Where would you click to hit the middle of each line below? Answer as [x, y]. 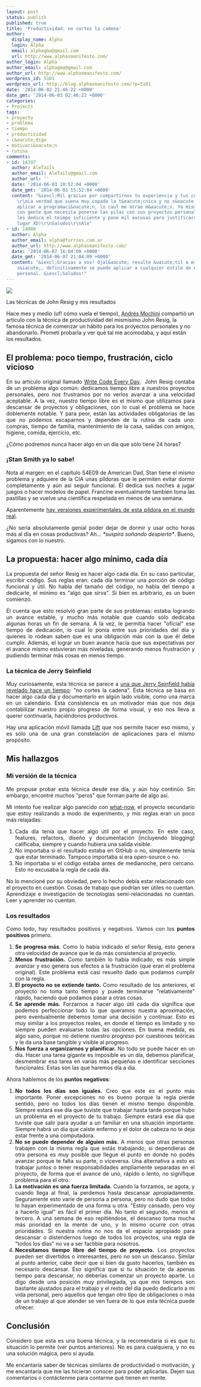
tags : [13, 112]
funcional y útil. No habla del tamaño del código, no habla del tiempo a [100, 586]
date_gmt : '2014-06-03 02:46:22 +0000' [56, 95]
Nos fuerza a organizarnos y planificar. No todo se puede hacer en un [105, 1048]
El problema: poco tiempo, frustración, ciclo [90, 358]
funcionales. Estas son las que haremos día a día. [76, 1068]
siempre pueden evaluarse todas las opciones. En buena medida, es [105, 1029]
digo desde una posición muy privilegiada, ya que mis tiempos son [105, 1282]
